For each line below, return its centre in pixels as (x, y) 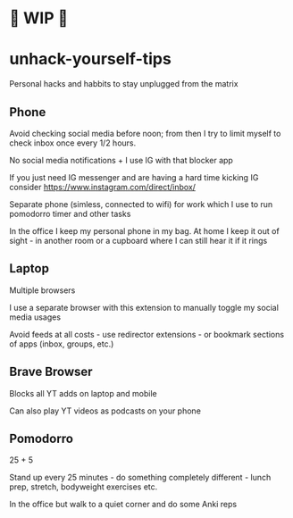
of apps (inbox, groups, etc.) (62, 344)
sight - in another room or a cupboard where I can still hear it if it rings (138, 240)
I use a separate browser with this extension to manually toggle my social (144, 307)
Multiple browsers (42, 290)
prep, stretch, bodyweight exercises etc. (84, 487)
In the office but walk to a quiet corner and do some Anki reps (123, 505)
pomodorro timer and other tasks (70, 213)
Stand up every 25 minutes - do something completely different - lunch (140, 478)
